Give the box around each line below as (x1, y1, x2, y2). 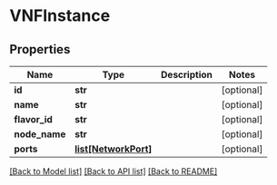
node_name (14, 128, 66, 141)
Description (160, 69, 213, 81)
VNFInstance (9, 5, 111, 26)
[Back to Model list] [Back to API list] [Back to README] (9, 166, 218, 177)
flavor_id (14, 113, 53, 125)
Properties (9, 42, 71, 57)
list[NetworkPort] (74, 142, 153, 155)
